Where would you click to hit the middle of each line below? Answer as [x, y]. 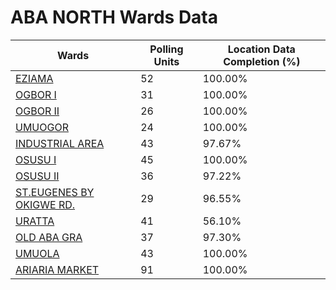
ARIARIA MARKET [57, 269]
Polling [166, 49]
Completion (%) [262, 61]
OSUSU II [37, 176]
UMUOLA [37, 253]
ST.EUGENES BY [55, 192]
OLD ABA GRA [49, 237]
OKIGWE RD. [45, 204]
